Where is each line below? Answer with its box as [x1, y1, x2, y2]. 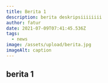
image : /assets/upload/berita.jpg [6, 42, 92, 48]
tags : [6, 31, 20, 37]
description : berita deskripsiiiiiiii [6, 14, 102, 20]
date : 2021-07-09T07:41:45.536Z [6, 25, 86, 31]
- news [11, 36, 28, 42]
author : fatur [6, 20, 42, 25]
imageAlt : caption [6, 47, 52, 53]
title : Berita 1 [6, 8, 46, 15]
